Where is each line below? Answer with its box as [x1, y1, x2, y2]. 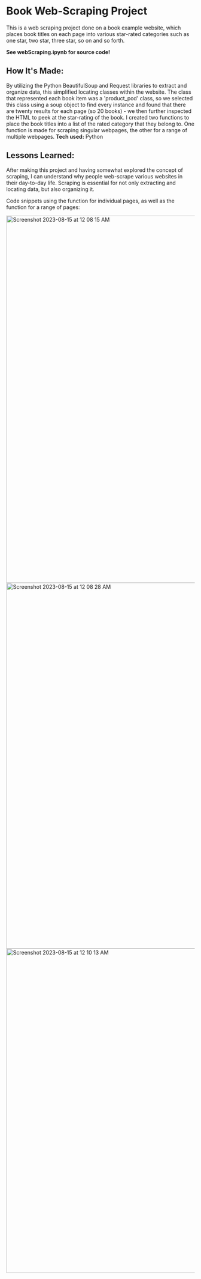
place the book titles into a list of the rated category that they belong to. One [6, 120, 194, 127]
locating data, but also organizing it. [6, 185, 95, 193]
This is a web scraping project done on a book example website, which [6, 24, 181, 31]
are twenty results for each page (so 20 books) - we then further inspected [6, 107, 191, 115]
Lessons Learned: [6, 150, 75, 160]
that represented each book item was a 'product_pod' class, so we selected [6, 94, 193, 102]
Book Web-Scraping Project [6, 4, 148, 18]
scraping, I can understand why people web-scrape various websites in [6, 172, 183, 180]
